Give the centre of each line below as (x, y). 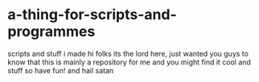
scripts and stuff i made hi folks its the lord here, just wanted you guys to (128, 53)
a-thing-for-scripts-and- (92, 15)
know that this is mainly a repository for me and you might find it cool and (129, 62)
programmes (51, 31)
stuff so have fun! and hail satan (61, 70)
